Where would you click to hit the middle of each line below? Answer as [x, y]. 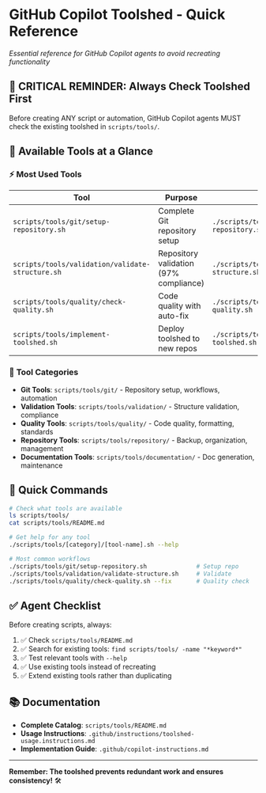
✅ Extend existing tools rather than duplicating [96, 676]
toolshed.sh [36, 343]
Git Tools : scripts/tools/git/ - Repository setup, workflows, [120, 389]
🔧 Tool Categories [44, 372]
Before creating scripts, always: [60, 625]
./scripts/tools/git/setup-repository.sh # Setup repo [124, 566]
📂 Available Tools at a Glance [81, 152]
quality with [180, 306]
